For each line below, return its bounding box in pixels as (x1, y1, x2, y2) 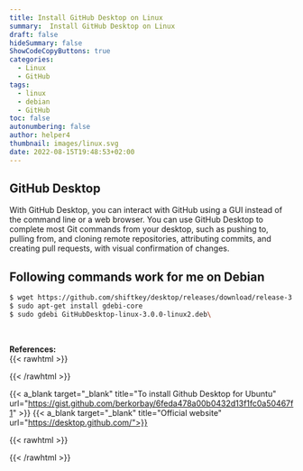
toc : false (9, 114, 50, 123)
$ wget (9, 293, 34, 302)
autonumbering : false (9, 123, 91, 132)
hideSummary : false (9, 38, 83, 48)
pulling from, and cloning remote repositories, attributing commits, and (9, 234, 272, 245)
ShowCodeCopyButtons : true (9, 47, 111, 56)
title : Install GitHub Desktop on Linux (9, 13, 164, 23)
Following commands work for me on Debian (9, 269, 265, 284)
